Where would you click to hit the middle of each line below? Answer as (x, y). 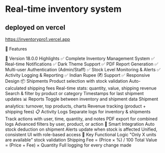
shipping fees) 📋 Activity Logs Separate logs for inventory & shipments (78, 112)
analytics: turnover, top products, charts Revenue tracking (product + (76, 106)
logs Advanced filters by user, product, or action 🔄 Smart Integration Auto (80, 124)
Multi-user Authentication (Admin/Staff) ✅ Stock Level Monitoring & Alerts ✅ (83, 70)
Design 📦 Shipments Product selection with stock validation (67, 81)
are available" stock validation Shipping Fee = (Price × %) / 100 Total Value (81, 140)
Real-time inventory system (63, 9)
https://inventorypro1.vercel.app (38, 39)
